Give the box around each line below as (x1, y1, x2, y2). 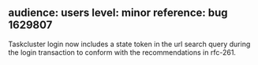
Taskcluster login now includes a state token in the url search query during (8, 39, 251, 49)
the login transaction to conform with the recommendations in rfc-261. (8, 47, 237, 57)
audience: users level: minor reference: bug (8, 6, 228, 20)
